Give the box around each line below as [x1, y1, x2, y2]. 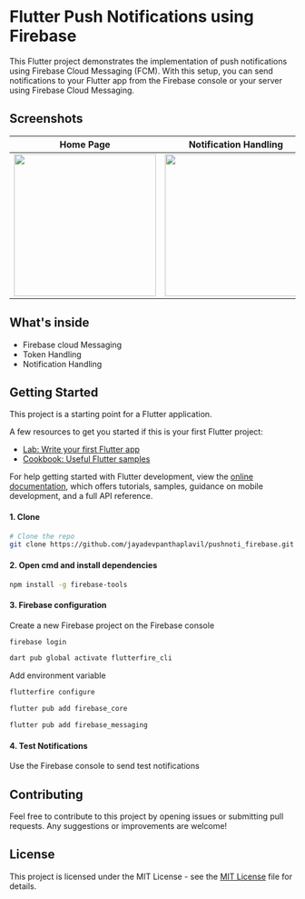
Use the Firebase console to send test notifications [9, 761, 200, 772]
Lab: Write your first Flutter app [22, 444, 141, 455]
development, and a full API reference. [9, 491, 153, 502]
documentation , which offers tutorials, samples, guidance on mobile [9, 481, 263, 492]
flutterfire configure [9, 688, 95, 697]
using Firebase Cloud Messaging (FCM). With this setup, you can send [9, 65, 274, 76]
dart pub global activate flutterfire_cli [9, 654, 172, 663]
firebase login [9, 637, 67, 646]
